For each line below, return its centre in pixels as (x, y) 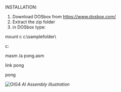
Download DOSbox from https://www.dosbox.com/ (64, 16)
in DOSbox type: (29, 27)
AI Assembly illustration (46, 84)
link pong (15, 65)
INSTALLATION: (21, 7)
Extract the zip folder (34, 22)
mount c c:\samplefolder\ (31, 37)
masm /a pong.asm (25, 56)
